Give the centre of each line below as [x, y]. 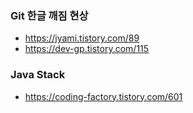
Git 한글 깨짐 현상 [49, 15]
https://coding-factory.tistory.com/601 [103, 96]
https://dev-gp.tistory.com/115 [87, 49]
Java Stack [38, 75]
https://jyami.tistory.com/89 [82, 38]
